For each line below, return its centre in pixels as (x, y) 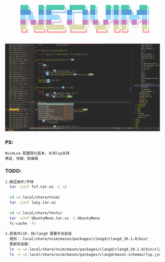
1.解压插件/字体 (19, 182)
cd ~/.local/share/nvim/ (35, 197)
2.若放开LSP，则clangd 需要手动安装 (39, 234)
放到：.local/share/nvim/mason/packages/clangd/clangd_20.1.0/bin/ (79, 239)
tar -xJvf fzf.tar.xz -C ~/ (38, 187)
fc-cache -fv (23, 223)
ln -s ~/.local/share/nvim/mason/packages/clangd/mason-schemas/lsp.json (86, 254)
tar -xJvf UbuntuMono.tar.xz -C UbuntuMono (55, 218)
